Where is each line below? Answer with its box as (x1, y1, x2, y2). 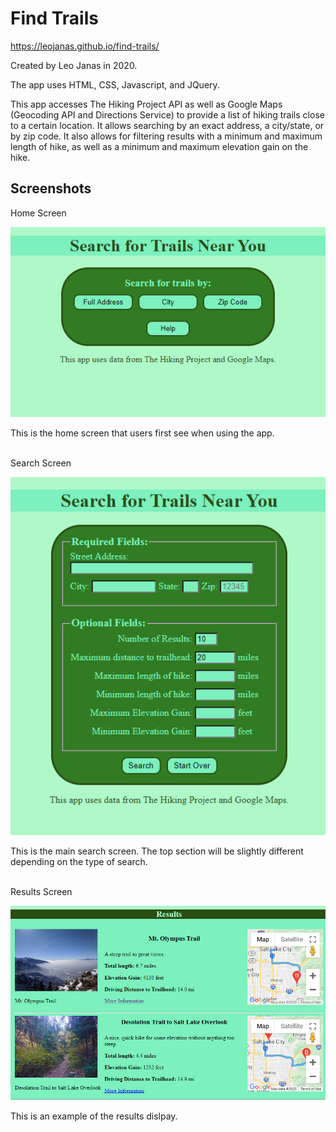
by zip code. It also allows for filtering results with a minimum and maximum (10, 130, 323, 142)
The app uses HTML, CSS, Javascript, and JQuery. (10, 78, 220, 91)
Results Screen (10, 886, 73, 898)
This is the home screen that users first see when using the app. (10, 427, 275, 439)
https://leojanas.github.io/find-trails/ (10, 40, 160, 52)
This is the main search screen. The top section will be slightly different (10, 845, 304, 857)
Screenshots (10, 180, 92, 197)
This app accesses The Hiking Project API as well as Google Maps (10, 98, 283, 110)
